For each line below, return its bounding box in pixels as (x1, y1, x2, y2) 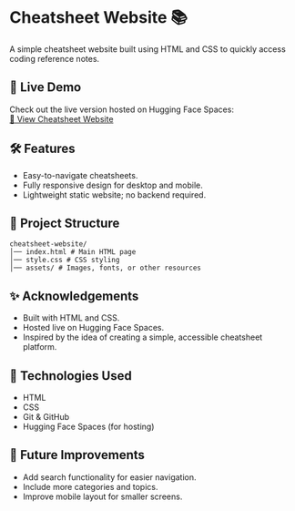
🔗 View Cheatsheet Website (9, 113, 114, 124)
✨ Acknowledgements (9, 288, 139, 303)
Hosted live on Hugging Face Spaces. (22, 322, 165, 333)
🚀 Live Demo (9, 79, 82, 96)
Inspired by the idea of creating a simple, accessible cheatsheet (22, 332, 263, 342)
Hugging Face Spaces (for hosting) (22, 421, 155, 432)
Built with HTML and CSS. (22, 312, 120, 323)
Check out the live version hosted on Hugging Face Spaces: (9, 104, 235, 115)
